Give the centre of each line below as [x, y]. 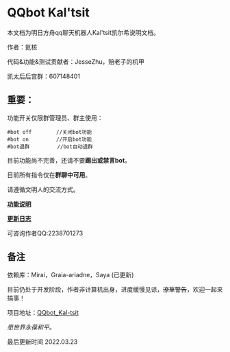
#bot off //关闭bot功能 [50, 132]
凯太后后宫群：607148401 [44, 76]
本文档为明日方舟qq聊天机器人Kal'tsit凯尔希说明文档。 [83, 32]
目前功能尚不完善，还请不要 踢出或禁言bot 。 [69, 160]
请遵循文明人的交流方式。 [43, 189]
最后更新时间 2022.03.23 [42, 342]
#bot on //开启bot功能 [50, 139]
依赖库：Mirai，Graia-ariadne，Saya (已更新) [71, 274]
